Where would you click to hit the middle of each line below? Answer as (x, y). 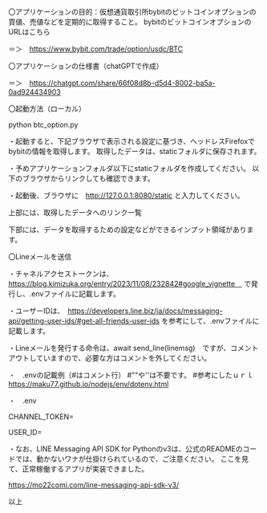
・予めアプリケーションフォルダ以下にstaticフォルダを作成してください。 (129, 168)
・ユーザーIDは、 (35, 311)
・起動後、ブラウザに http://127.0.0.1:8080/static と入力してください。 (126, 195)
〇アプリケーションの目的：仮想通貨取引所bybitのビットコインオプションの (132, 12)
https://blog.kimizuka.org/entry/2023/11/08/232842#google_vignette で (130, 284)
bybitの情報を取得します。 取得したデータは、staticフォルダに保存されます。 (135, 151)
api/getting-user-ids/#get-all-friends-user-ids (84, 321)
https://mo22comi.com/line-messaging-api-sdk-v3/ (94, 485)
